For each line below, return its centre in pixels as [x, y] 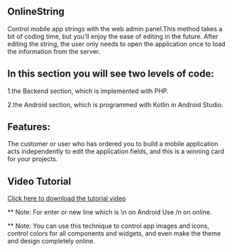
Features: [29, 127]
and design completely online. [51, 241]
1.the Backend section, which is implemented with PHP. [88, 91]
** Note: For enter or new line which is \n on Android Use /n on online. [110, 212]
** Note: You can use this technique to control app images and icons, [108, 226]
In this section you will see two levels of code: [111, 74]
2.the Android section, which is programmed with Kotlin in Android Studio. [115, 104]
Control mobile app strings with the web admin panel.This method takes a [115, 28]
